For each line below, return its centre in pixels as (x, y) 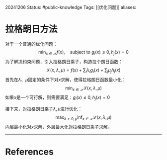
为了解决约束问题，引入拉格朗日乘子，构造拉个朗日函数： (64, 62)
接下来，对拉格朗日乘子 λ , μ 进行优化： (44, 109)
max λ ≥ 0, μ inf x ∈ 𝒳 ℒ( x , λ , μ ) (83, 118)
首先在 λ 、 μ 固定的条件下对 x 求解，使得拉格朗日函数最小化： (66, 80)
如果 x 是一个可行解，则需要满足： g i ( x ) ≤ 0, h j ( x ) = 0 (58, 98)
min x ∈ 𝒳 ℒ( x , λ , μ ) (83, 88)
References (29, 152)
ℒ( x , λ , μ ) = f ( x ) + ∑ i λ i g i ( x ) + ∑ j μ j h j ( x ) (83, 70)
